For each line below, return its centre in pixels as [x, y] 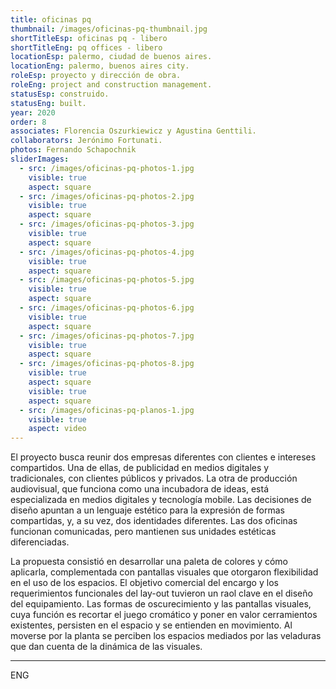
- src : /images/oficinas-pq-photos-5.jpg [107, 280]
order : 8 [28, 122]
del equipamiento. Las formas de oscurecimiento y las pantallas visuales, [161, 604]
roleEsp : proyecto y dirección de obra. [96, 76]
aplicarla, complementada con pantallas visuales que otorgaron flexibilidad [164, 572]
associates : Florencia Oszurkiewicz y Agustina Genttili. [133, 131]
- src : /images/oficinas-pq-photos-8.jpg [107, 364]
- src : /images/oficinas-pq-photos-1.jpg [107, 168]
